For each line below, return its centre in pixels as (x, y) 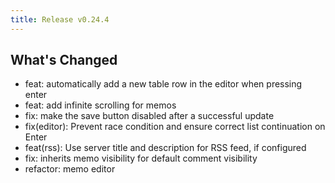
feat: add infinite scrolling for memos (100, 105)
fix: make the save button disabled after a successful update (149, 116)
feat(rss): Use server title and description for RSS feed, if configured (165, 148)
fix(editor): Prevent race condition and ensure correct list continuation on (175, 127)
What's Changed (64, 60)
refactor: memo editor (70, 169)
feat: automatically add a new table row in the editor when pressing (163, 84)
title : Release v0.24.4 (60, 19)
